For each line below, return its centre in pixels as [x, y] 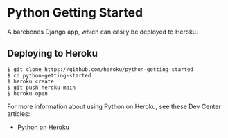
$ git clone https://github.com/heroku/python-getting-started [100, 69]
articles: [19, 114]
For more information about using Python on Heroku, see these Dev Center [114, 106]
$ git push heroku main [42, 88]
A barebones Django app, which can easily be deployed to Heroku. [103, 32]
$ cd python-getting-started [49, 75]
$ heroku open [28, 93]
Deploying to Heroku [53, 53]
